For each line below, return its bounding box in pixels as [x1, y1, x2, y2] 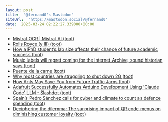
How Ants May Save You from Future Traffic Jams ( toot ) [12, 79, 130, 85]
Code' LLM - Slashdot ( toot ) [12, 89, 72, 96]
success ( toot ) [12, 52, 43, 58]
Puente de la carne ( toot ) [12, 68, 65, 74]
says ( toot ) [12, 63, 36, 69]
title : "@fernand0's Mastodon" [5, 12, 74, 17]
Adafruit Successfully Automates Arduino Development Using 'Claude [12, 84, 159, 90]
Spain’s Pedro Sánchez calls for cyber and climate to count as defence [12, 95, 161, 101]
